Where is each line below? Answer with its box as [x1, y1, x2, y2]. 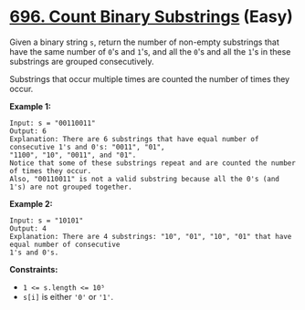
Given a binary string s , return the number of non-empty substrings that [9, 36, 280, 47]
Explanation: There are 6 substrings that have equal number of [9, 134, 259, 143]
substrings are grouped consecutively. [9, 56, 154, 67]
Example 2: [9, 198, 53, 209]
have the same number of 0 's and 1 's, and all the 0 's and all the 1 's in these [9, 46, 291, 57]
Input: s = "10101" [9, 216, 84, 225]
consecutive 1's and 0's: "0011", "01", [9, 142, 166, 151]
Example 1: [9, 100, 52, 111]
